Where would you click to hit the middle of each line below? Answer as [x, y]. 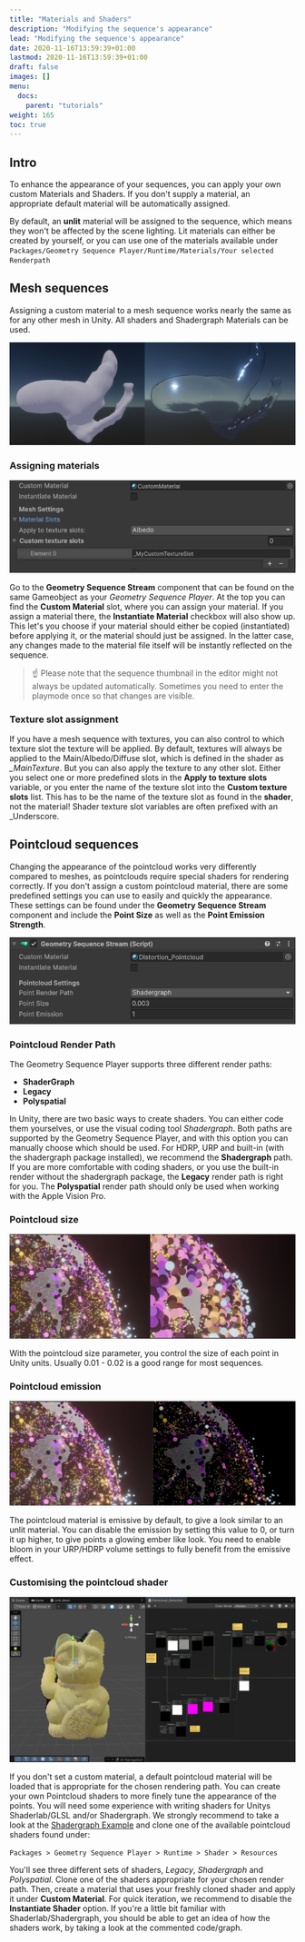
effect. [22, 1559]
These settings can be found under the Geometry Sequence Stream [138, 905]
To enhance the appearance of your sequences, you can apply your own [145, 184]
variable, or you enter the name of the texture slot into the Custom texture [148, 788]
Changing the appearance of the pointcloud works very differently [133, 867]
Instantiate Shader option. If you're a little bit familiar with [118, 1908]
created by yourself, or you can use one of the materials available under [144, 241]
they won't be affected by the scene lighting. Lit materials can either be [143, 231]
